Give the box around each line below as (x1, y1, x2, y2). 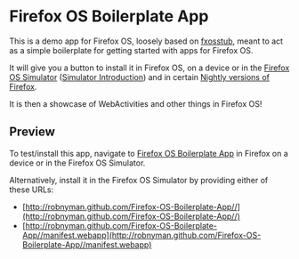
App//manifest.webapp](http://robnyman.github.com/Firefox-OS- (21, 230, 262, 240)
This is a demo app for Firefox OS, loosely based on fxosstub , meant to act (9, 36, 283, 46)
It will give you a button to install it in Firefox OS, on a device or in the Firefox (9, 62, 290, 73)
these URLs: (9, 184, 54, 195)
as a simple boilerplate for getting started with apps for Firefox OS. (9, 45, 254, 55)
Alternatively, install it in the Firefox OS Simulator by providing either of (9, 174, 269, 185)
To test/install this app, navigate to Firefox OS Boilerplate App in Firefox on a (9, 148, 289, 158)
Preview (9, 125, 56, 140)
